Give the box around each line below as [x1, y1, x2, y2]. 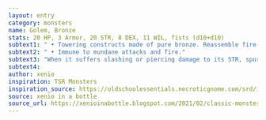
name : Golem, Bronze [8, 26, 77, 34]
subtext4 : [8, 63, 41, 71]
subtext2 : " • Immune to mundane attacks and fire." [8, 48, 186, 56]
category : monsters [8, 19, 73, 27]
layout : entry [8, 11, 55, 20]
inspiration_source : [8, 84, 77, 93]
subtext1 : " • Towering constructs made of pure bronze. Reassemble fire [8, 41, 257, 49]
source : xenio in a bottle [8, 92, 97, 100]
